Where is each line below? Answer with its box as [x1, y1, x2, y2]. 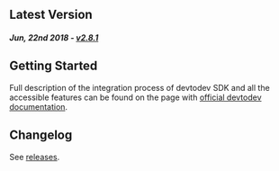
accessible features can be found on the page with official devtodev [9, 92, 263, 103]
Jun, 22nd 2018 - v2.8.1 [9, 31, 99, 43]
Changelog [9, 128, 73, 143]
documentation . [9, 101, 68, 112]
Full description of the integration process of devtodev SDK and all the [9, 82, 270, 93]
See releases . [9, 151, 60, 162]
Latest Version [9, 7, 93, 22]
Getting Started [9, 58, 98, 74]
